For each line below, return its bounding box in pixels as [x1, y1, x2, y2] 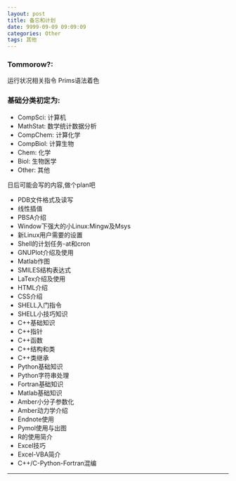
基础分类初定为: [7, 95, 60, 105]
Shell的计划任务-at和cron [17, 239, 91, 248]
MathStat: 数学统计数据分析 [17, 121, 97, 130]
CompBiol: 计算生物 [17, 139, 74, 147]
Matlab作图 [17, 257, 51, 265]
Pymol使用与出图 [17, 423, 67, 432]
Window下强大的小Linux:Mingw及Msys [17, 222, 131, 230]
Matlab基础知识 [17, 388, 63, 397]
